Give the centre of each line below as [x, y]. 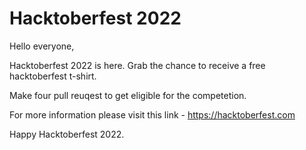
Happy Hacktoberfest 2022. [67, 134]
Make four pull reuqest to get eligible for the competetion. [128, 95]
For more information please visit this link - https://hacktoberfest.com [152, 114]
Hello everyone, [42, 46]
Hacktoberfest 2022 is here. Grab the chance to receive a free [137, 65]
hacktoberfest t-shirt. [53, 76]
